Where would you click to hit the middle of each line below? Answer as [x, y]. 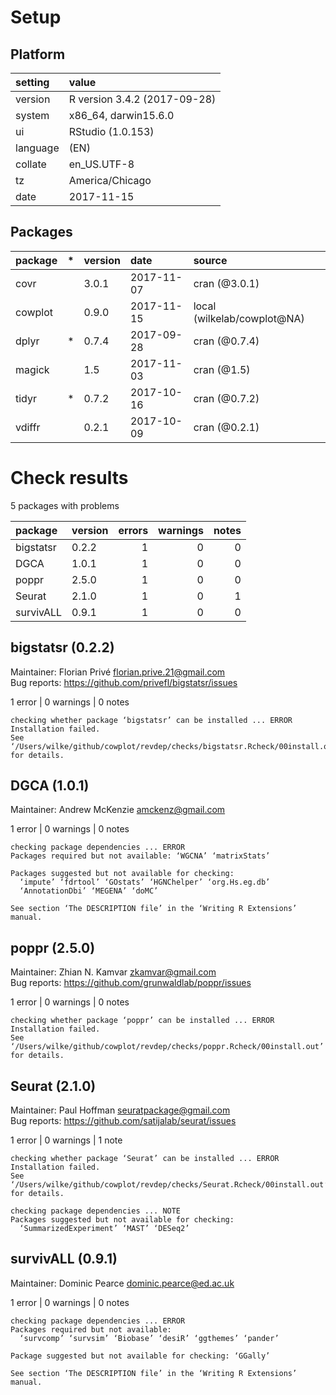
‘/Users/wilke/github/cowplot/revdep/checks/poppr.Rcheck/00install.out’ [167, 1047]
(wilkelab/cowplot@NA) [249, 318]
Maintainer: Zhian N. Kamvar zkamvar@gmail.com [113, 972]
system [32, 115]
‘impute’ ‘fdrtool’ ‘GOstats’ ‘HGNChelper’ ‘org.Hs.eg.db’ [145, 882]
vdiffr [28, 427]
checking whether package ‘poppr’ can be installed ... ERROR [142, 1021]
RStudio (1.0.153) [111, 131]
